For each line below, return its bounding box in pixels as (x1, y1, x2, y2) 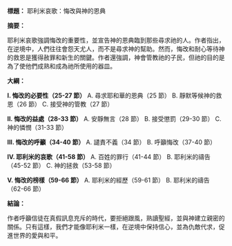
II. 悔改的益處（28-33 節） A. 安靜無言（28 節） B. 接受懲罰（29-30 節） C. (7, 115, 222, 123)
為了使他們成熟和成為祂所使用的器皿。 (7, 62, 116, 70)
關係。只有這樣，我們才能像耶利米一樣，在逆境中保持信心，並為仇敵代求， (7, 223, 219, 231)
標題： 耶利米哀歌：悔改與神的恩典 (7, 7, 106, 15)
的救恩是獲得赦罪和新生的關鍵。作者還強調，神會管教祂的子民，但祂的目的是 (7, 53, 225, 61)
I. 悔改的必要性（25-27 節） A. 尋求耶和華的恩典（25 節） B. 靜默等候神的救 (7, 91, 222, 100)
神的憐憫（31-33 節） (7, 124, 68, 131)
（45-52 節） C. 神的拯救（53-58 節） (7, 162, 116, 169)
